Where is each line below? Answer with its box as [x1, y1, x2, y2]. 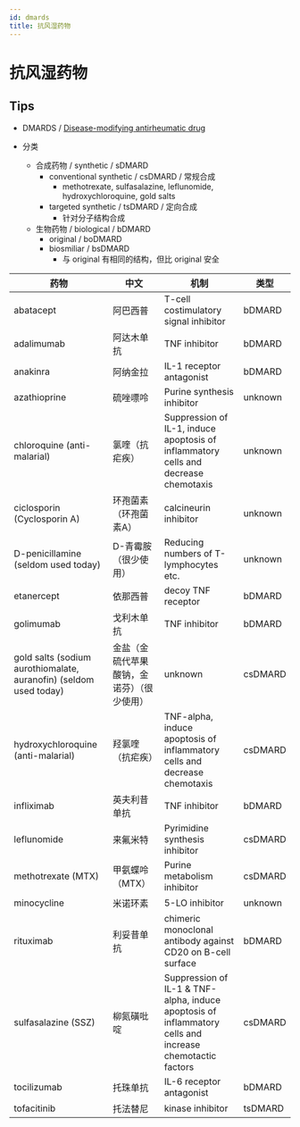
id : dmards [9, 13, 50, 22]
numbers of [163, 547, 212, 559]
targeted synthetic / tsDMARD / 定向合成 [48, 201, 198, 212]
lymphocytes [163, 558, 219, 571]
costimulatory [163, 304, 222, 316]
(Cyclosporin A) [13, 513, 80, 525]
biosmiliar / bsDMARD [48, 243, 130, 254]
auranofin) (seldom [13, 673, 95, 686]
